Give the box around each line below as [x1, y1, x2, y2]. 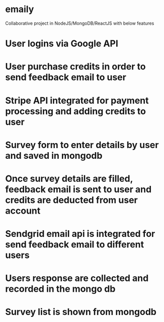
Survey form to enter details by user [5, 139, 159, 151]
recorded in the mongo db [5, 283, 116, 295]
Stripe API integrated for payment [5, 95, 149, 106]
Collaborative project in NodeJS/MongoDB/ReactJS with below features [5, 20, 154, 26]
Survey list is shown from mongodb [5, 306, 157, 318]
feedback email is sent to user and [5, 183, 152, 195]
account [5, 205, 41, 216]
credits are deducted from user [5, 194, 138, 206]
